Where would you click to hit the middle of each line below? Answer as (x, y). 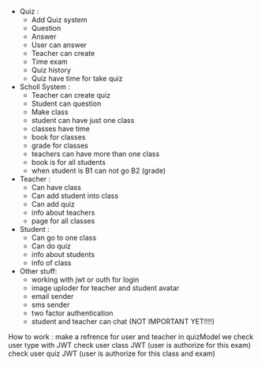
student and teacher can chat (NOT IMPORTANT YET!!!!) (123, 321)
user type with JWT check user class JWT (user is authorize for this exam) (130, 345)
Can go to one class (64, 237)
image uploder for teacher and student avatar (105, 288)
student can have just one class (83, 120)
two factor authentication (72, 313)
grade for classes (60, 146)
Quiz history (51, 70)
